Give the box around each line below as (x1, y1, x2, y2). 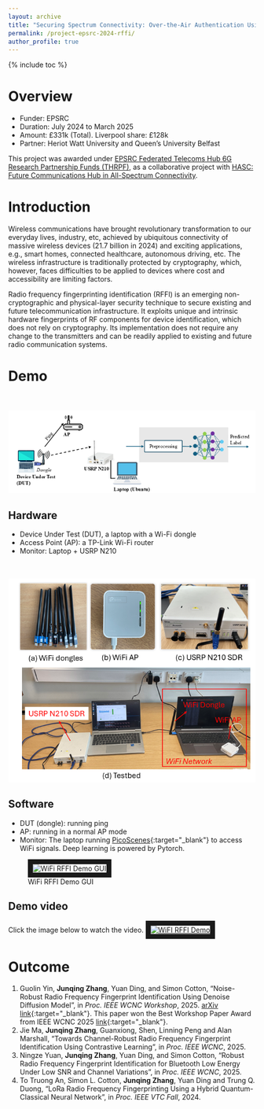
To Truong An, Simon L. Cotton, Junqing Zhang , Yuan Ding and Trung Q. (19, 1076, 255, 1085)
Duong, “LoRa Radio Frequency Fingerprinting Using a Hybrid (19, 1084, 219, 1093)
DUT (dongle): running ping (19, 818, 108, 827)
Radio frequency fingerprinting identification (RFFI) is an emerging (8, 289, 222, 299)
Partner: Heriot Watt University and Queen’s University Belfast (19, 138, 221, 149)
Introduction (8, 198, 91, 216)
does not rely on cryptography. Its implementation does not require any (8, 323, 239, 333)
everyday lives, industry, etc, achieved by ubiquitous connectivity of (8, 233, 229, 242)
